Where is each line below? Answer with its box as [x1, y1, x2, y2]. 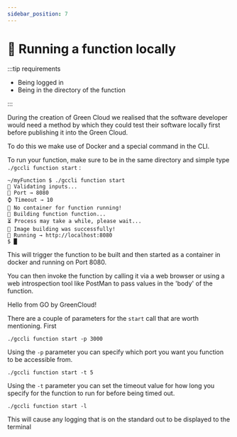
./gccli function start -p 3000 [7, 335, 103, 342]
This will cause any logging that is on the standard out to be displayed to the [7, 415, 231, 424]
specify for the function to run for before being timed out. [7, 389, 175, 397]
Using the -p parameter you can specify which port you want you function [7, 348, 224, 356]
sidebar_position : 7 [7, 10, 69, 18]
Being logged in [17, 78, 64, 86]
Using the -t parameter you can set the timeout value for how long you [7, 381, 215, 390]
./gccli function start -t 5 [7, 369, 94, 376]
